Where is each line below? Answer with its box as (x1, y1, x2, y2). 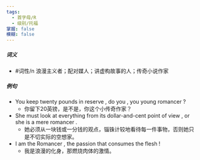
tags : (6, 8, 20, 15)
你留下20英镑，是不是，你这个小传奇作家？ (24, 105, 132, 113)
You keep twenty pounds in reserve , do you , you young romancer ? (15, 98, 186, 105)
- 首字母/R (12, 15, 36, 21)
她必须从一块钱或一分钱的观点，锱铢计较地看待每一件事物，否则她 (24, 125, 189, 133)
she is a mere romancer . (15, 119, 78, 126)
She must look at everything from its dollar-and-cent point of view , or (15, 112, 190, 119)
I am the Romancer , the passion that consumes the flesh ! (15, 140, 161, 147)
